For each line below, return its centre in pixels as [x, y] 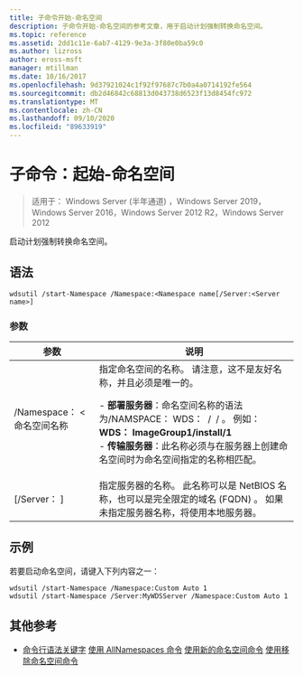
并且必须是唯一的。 [158, 383]
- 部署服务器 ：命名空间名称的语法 [171, 406]
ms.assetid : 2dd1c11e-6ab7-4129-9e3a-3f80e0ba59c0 [106, 43]
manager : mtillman [44, 69]
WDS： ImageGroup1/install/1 [165, 433]
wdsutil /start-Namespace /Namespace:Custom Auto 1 [108, 588]
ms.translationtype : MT [54, 102]
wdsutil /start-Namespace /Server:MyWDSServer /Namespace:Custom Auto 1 [149, 596]
